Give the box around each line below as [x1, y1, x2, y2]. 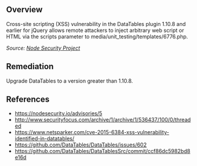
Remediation [6, 61, 54, 71]
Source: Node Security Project [6, 44, 80, 51]
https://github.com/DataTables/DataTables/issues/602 [14, 141, 147, 148]
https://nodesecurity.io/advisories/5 [14, 110, 102, 117]
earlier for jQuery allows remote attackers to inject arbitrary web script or [6, 27, 185, 34]
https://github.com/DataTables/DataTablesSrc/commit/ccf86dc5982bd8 [14, 148, 190, 155]
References [6, 95, 50, 105]
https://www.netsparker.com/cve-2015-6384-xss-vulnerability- [14, 129, 170, 136]
